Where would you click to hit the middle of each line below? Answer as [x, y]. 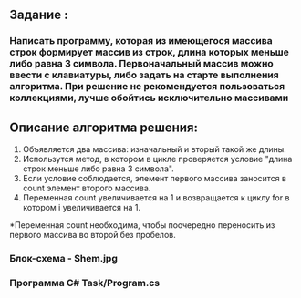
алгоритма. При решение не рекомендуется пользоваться [147, 87]
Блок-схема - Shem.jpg [64, 259]
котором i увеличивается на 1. [82, 208]
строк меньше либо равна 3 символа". [99, 169]
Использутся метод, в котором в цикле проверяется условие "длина [157, 159]
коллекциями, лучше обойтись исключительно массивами [149, 98]
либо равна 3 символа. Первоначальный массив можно [141, 64]
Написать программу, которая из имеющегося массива [141, 41]
